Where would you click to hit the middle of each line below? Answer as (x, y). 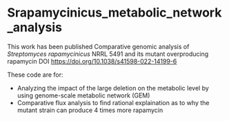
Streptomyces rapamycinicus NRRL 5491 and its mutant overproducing (108, 54)
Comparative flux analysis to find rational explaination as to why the (113, 102)
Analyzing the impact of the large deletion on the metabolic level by (113, 88)
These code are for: (35, 75)
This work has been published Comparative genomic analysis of (98, 46)
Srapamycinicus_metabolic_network (114, 13)
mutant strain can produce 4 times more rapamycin (90, 110)
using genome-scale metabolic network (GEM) (83, 95)
